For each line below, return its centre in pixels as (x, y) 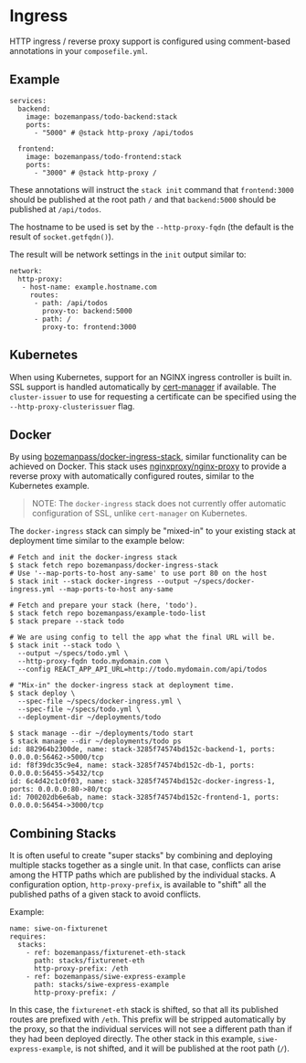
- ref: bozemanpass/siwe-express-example (106, 977)
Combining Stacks (63, 833)
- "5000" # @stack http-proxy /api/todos (114, 133)
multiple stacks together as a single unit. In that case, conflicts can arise (145, 866)
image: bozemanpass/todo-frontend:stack (104, 156)
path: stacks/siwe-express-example (101, 985)
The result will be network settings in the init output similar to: (128, 254)
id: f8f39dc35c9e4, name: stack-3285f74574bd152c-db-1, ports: (132, 765)
